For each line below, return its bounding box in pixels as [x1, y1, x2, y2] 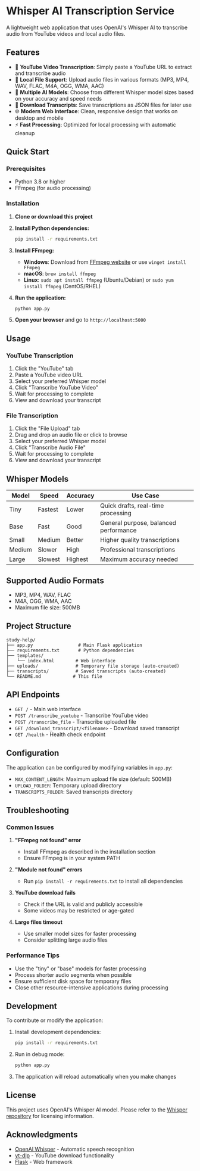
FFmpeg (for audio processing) [14, 185, 91, 192]
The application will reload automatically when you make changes [14, 1073, 177, 1080]
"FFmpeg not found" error [14, 837, 82, 844]
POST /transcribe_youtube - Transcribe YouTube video [14, 712, 149, 719]
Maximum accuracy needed [100, 555, 179, 563]
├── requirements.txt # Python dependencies [6, 647, 135, 653]
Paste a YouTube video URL [14, 371, 83, 379]
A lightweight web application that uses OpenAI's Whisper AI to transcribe [6, 24, 188, 31]
